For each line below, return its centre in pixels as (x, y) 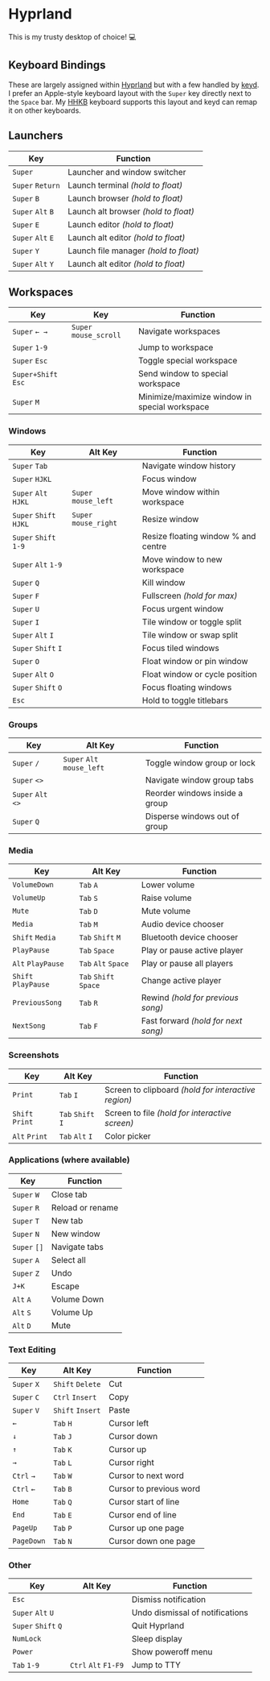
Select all (68, 1260)
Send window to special (183, 374)
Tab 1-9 (26, 1666)
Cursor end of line (142, 1515)
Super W (26, 1195)
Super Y (26, 251)
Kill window (164, 583)
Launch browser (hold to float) (125, 198)
